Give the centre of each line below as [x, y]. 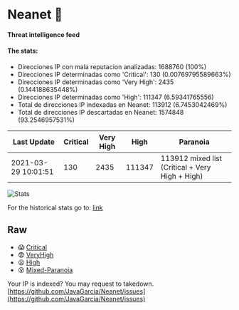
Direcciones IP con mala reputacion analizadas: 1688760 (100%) [112, 66]
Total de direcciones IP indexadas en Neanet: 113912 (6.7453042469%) [122, 104]
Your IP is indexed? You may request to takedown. [81, 284]
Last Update [34, 142]
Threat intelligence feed [44, 34]
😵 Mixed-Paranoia [45, 269]
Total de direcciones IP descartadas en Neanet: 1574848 [101, 112]
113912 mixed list [191, 158]
